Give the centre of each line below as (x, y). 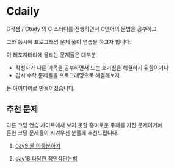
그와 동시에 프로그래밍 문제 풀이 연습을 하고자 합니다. (69, 41)
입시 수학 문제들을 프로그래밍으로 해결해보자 (67, 75)
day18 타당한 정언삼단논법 (46, 158)
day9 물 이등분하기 (38, 145)
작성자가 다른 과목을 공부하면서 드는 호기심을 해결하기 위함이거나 (92, 68)
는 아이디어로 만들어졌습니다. (41, 88)
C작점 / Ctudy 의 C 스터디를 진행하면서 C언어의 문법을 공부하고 (82, 29)
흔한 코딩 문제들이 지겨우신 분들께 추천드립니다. (63, 133)
